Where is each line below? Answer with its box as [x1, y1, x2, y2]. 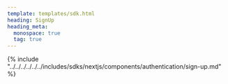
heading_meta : [7, 23, 49, 30]
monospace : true [13, 29, 61, 37]
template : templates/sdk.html [7, 10, 96, 17]
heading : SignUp [7, 17, 54, 24]
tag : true [13, 36, 42, 43]
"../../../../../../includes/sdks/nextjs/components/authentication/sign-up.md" [7, 62, 222, 71]
